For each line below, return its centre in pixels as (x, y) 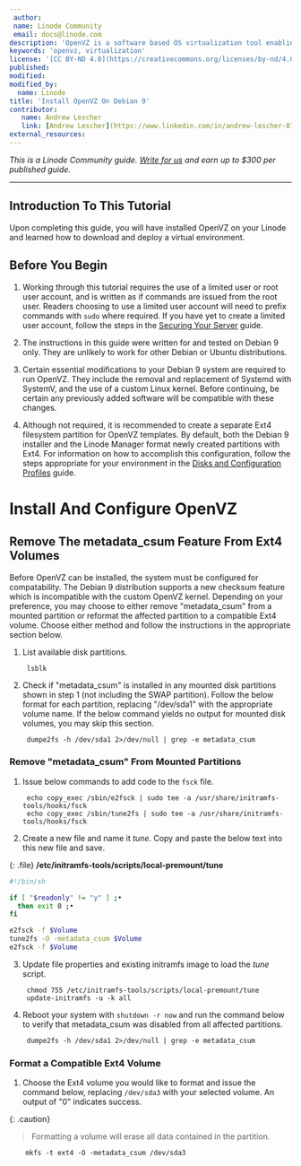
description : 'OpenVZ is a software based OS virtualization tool (136, 43)
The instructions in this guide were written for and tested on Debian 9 (150, 343)
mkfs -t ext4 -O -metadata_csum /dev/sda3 (106, 1153)
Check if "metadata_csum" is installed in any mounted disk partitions (149, 685)
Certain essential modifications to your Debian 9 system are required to (154, 370)
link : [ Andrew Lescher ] (65, 126)
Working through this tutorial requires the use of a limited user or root (150, 287)
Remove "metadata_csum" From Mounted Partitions (125, 761)
